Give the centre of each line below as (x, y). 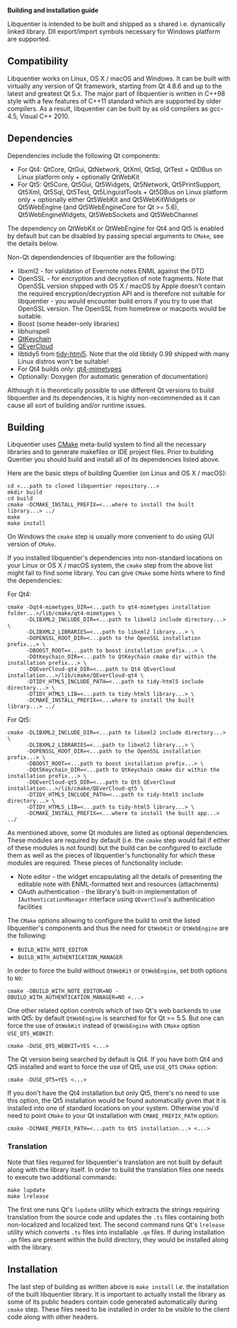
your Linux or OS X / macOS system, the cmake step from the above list (110, 565)
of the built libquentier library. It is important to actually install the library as (116, 1294)
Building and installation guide (53, 10)
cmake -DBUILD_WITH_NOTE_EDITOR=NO (60, 991)
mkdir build (25, 492)
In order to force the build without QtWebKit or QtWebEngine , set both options (117, 970)
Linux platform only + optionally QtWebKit (78, 177)
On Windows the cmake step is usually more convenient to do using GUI (111, 537)
